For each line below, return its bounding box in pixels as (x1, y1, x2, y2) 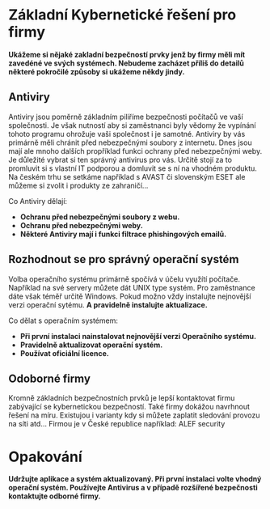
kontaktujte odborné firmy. (8, 491, 101, 501)
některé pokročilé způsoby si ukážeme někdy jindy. (8, 66, 185, 76)
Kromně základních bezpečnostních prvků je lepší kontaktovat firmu (8, 393, 235, 403)
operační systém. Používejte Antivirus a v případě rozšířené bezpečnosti (8, 483, 258, 493)
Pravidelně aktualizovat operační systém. (19, 340, 163, 350)
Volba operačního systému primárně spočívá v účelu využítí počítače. (8, 274, 241, 284)
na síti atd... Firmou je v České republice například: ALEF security (8, 419, 226, 429)
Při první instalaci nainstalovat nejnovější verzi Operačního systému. (19, 331, 257, 341)
